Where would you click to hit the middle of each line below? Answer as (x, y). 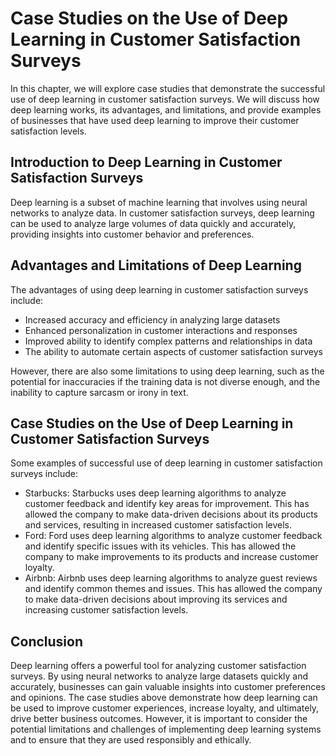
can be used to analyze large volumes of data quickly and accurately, (153, 223)
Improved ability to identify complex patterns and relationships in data (168, 341)
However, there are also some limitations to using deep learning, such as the (167, 371)
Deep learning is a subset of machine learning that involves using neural (159, 202)
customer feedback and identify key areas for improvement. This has (167, 504)
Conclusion (47, 641)
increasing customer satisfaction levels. (106, 610)
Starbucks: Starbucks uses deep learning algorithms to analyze (155, 493)
